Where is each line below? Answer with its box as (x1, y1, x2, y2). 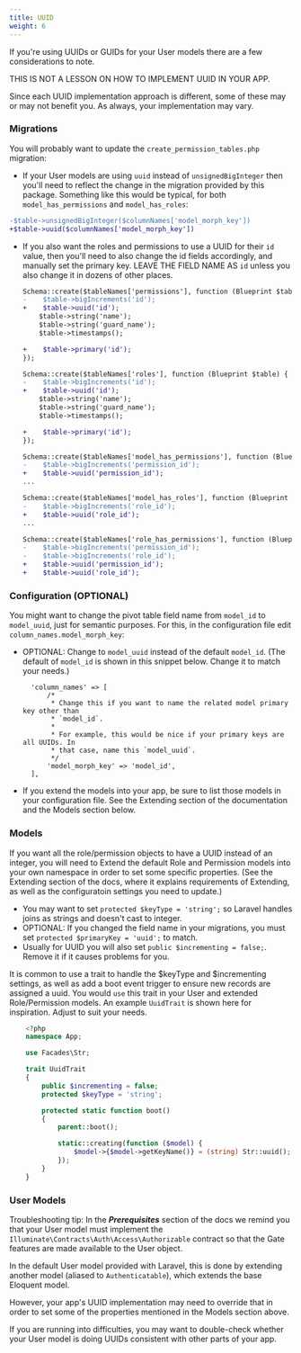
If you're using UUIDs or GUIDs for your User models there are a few (9, 46, 263, 57)
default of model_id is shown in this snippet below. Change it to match (22, 656, 281, 667)
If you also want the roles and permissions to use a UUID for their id (22, 240, 275, 252)
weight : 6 (9, 22, 47, 31)
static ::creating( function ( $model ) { (57, 1139, 203, 1148)
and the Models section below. (22, 804, 137, 815)
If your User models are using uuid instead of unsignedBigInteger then (22, 170, 283, 181)
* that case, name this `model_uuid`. (50, 746, 196, 756)
